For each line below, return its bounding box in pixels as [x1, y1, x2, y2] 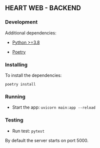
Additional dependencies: [5, 30, 57, 36]
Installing [5, 61, 28, 68]
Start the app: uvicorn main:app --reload [12, 104, 96, 110]
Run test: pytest [12, 128, 45, 134]
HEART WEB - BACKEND [5, 4, 81, 12]
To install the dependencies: [5, 72, 62, 78]
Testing [5, 117, 23, 123]
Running [5, 93, 26, 100]
